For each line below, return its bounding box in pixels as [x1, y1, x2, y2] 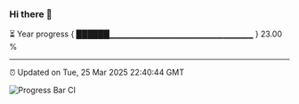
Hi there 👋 [9, 8, 53, 20]
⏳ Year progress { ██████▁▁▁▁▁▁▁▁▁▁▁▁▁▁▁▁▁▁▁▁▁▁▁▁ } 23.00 [9, 28, 283, 39]
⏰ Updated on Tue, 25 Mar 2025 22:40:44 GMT [9, 67, 185, 78]
